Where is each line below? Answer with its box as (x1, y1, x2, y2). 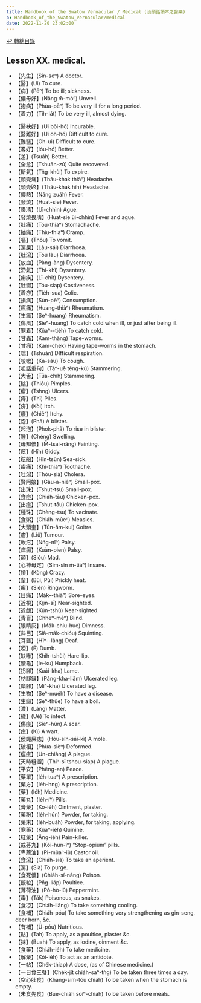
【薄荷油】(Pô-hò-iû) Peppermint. (14, 887, 100, 894)
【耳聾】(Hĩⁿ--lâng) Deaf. (14, 637, 78, 644)
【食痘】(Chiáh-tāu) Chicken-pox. (14, 494, 100, 501)
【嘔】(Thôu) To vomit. (14, 237, 72, 244)
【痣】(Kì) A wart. (14, 728, 59, 735)
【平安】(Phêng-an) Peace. (14, 766, 83, 773)
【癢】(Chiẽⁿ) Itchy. (14, 410, 64, 417)
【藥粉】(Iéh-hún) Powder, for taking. (14, 811, 109, 818)
